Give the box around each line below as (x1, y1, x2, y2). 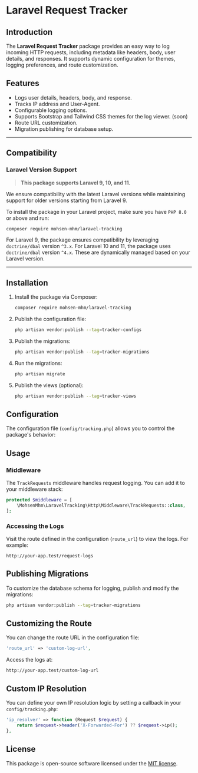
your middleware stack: (6, 485, 63, 493)
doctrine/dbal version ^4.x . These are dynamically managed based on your (6, 249, 190, 256)
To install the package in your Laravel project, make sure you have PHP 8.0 (6, 208, 187, 215)
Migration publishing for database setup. (14, 125, 114, 133)
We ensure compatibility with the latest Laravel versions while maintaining (6, 190, 186, 197)
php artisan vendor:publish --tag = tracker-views (14, 393, 137, 399)
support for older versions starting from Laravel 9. (6, 197, 128, 204)
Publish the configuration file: (14, 316, 87, 323)
